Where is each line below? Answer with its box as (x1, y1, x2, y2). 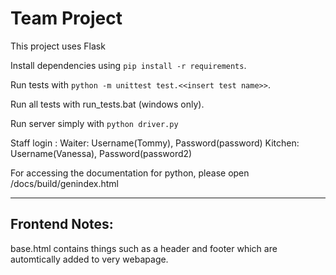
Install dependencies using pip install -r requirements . (10, 59, 247, 71)
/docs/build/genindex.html (10, 177, 119, 189)
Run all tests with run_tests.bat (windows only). (10, 98, 205, 110)
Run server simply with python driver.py (10, 117, 179, 129)
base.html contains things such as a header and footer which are (10, 242, 278, 254)
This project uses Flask (10, 40, 106, 52)
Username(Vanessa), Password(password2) (10, 147, 193, 159)
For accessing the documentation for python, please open (10, 167, 250, 179)
